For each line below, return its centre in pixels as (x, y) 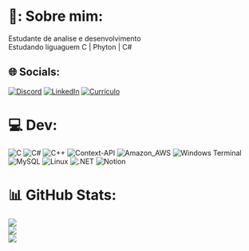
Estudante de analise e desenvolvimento (75, 38)
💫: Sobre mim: (56, 16)
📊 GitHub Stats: (63, 195)
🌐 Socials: (34, 72)
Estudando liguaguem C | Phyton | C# (70, 46)
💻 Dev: (33, 125)
